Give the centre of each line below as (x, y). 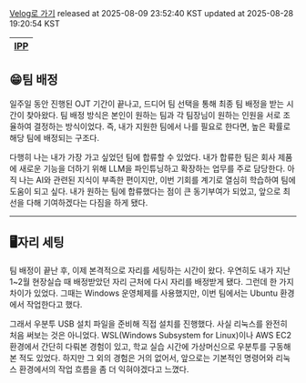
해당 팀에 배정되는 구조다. (55, 137)
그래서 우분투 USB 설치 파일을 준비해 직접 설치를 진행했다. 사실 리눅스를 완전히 (149, 323)
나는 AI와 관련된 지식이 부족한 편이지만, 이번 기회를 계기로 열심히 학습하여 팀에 (157, 179)
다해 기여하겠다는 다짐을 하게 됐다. (87, 202)
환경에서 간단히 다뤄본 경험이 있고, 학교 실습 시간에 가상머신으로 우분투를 (138, 346)
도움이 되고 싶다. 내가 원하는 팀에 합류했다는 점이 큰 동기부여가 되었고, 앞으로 (145, 191)
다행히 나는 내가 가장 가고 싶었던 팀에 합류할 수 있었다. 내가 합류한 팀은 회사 (143, 156)
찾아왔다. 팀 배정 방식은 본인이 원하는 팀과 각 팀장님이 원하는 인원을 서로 (153, 115)
